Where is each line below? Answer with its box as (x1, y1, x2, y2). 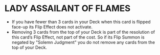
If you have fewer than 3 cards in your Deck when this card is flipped (11, 19, 151, 25)
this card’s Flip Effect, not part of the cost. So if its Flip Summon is (11, 34, 145, 40)
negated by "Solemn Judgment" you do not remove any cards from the (11, 39, 155, 45)
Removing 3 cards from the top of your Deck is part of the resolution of (11, 29, 155, 35)
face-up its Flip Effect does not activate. (11, 24, 92, 29)
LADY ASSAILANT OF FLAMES (4, 3, 131, 14)
